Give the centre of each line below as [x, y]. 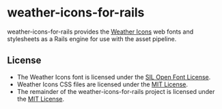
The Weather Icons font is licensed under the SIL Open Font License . [114, 77]
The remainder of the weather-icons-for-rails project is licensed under [116, 91]
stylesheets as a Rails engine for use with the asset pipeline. [92, 38]
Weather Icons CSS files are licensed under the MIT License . [102, 84]
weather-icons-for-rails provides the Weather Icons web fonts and [100, 32]
